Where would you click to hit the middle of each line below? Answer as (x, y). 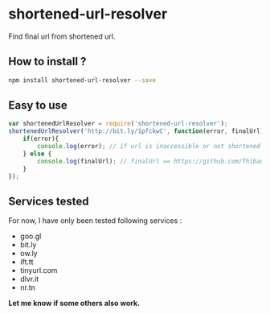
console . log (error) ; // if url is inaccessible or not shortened (149, 147)
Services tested (49, 201)
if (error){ (41, 139)
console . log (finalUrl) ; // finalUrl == (104, 161)
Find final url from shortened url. (62, 36)
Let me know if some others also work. (74, 304)
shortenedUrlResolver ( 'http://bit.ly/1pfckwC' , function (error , (118, 131)
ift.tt (27, 262)
